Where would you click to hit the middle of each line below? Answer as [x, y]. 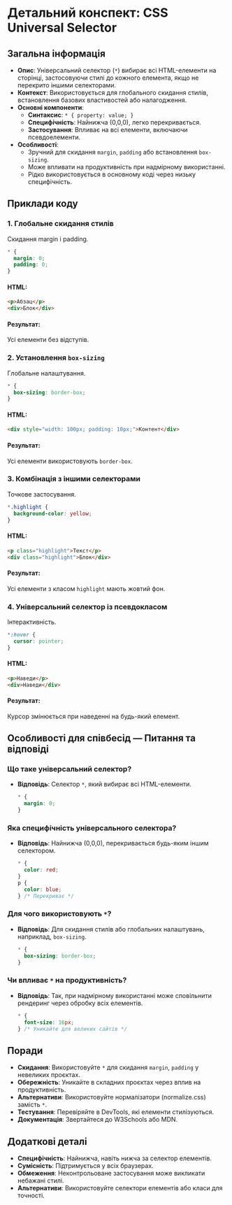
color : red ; [41, 870]
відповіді [28, 749]
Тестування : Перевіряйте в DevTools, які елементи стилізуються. [116, 1112]
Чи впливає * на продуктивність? [67, 981]
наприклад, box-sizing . [52, 936]
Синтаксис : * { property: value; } [81, 115]
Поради [25, 1050]
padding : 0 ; [31, 265]
